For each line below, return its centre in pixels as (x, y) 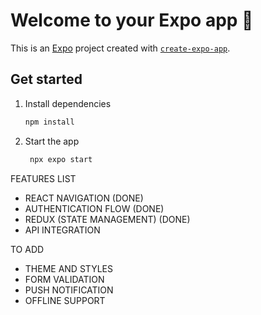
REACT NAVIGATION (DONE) (84, 198)
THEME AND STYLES (68, 268)
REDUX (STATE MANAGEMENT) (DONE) (107, 219)
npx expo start (61, 159)
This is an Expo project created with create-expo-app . (120, 48)
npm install (49, 122)
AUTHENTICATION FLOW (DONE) (94, 208)
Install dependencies (68, 103)
